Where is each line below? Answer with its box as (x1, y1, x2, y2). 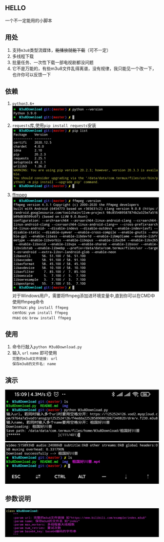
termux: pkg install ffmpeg (12, 304, 68, 310)
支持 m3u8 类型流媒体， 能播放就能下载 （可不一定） (12, 47, 111, 53)
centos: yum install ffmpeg (12, 309, 68, 315)
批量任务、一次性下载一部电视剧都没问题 (12, 59, 94, 65)
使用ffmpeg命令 (12, 298, 44, 305)
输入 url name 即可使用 (12, 350, 57, 356)
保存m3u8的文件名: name (12, 361, 56, 366)
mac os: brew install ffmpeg (12, 315, 71, 320)
